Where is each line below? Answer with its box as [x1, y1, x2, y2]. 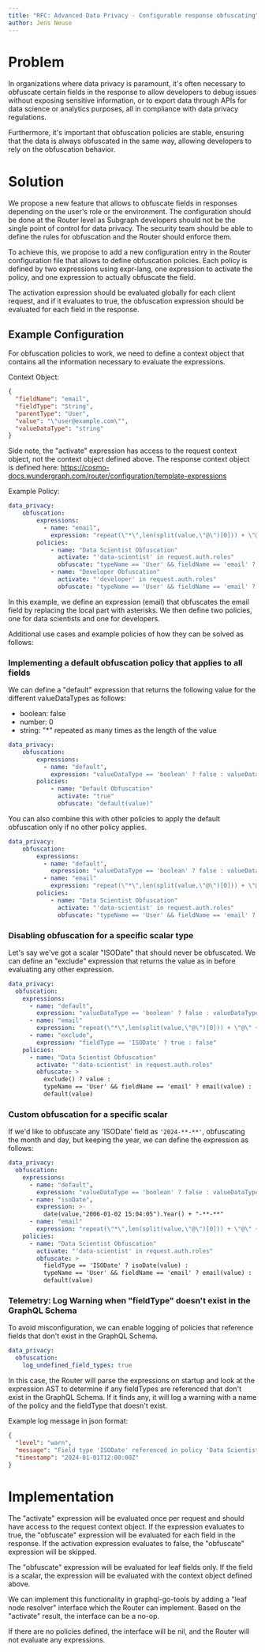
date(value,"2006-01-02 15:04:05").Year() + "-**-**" [43, 1210, 224, 1218]
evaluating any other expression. [8, 964, 114, 974]
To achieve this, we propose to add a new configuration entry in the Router [8, 247, 251, 257]
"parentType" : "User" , [15, 409, 90, 417]
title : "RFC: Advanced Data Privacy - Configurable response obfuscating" [8, 11, 259, 20]
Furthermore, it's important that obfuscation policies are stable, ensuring [8, 128, 244, 138]
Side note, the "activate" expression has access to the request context [8, 446, 237, 455]
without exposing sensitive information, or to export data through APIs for [8, 96, 247, 105]
